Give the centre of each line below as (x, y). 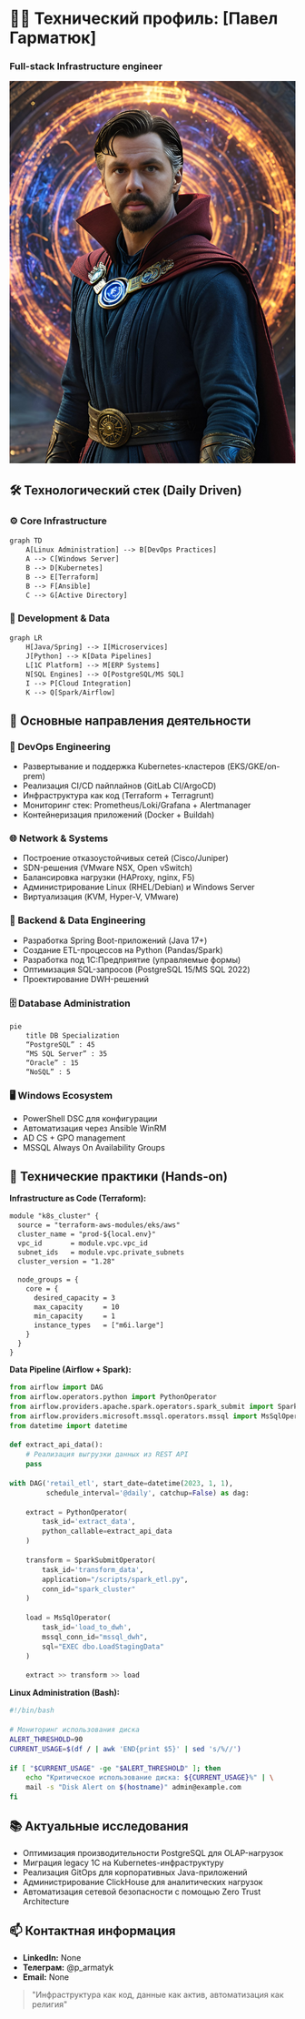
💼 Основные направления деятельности (130, 720)
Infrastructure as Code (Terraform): (78, 1198)
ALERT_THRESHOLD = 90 (46, 1739)
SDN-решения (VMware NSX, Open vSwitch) (108, 867)
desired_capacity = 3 (74, 1298)
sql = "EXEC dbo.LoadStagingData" (103, 1647)
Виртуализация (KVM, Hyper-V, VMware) (101, 897)
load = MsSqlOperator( (69, 1618)
